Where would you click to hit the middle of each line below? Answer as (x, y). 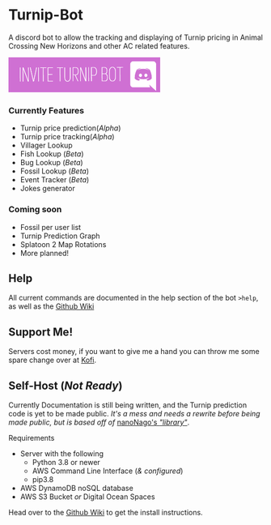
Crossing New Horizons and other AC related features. (99, 45)
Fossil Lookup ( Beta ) (55, 171)
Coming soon (35, 210)
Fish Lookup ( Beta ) (52, 154)
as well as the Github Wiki (51, 306)
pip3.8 (43, 479)
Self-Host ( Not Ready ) (66, 385)
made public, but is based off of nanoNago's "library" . (99, 422)
